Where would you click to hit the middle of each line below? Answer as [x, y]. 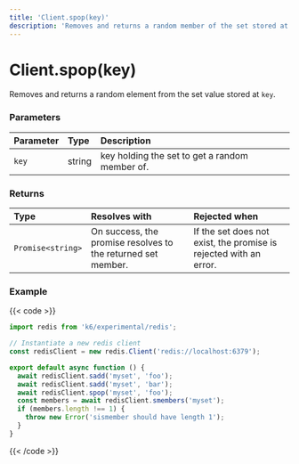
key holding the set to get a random [174, 155]
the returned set [124, 254]
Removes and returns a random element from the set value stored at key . [142, 94]
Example [28, 291]
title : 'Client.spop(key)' [59, 17]
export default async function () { [77, 367]
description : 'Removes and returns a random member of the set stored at [149, 26]
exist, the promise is [235, 243]
